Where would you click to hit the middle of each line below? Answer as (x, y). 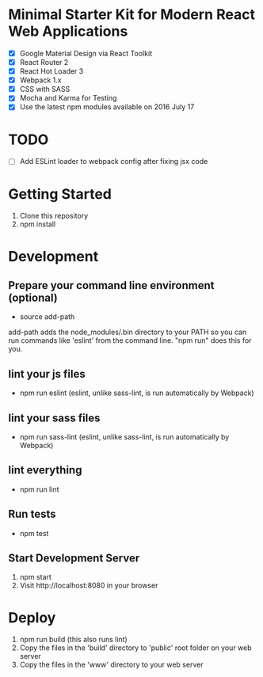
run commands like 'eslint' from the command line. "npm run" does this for (130, 340)
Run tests (32, 514)
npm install (38, 224)
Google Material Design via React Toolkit (86, 53)
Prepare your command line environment (111, 285)
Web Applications (68, 31)
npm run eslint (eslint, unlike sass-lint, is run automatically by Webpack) (137, 393)
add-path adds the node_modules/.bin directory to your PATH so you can (128, 332)
